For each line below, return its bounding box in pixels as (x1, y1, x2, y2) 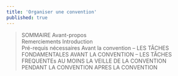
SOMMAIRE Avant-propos (21, 31, 87, 38)
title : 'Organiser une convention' (6, 9, 97, 15)
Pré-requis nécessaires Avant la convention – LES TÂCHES (21, 44, 169, 52)
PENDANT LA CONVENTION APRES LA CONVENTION (21, 63, 158, 71)
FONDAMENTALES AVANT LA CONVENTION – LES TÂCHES (21, 50, 172, 58)
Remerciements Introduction (21, 38, 93, 45)
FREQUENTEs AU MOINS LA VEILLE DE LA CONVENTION (21, 57, 167, 64)
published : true (6, 15, 48, 21)
